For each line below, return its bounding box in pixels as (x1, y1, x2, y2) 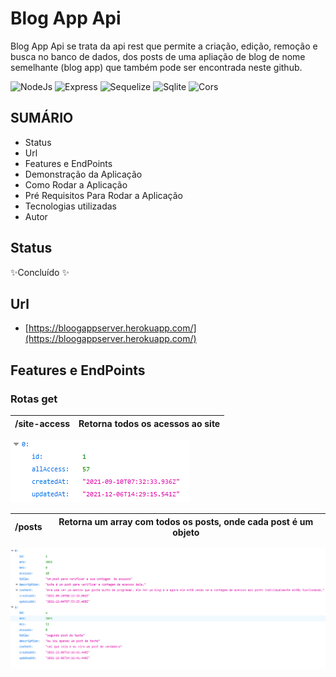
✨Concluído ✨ (10, 266, 70, 278)
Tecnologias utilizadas (24, 200, 117, 212)
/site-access (14, 417, 71, 429)
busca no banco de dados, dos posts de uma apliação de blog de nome (10, 50, 306, 62)
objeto (172, 526, 200, 538)
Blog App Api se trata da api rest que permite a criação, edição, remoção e (10, 40, 318, 52)
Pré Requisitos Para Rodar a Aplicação (24, 189, 183, 201)
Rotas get (10, 392, 58, 406)
